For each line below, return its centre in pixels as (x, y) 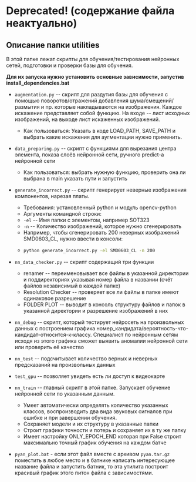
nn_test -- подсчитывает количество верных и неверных (86, 358)
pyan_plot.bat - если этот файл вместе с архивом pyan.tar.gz (92, 454)
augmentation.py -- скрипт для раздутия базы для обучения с (91, 94)
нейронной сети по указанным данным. (65, 394)
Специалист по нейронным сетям (136, 334)
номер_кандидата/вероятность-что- (143, 328)
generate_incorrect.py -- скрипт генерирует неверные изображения (100, 190)
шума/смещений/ (152, 101)
